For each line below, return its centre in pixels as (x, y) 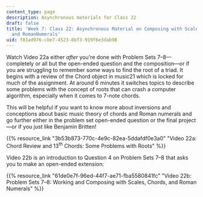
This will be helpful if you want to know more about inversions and (89, 107)
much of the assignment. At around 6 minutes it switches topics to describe (100, 83)
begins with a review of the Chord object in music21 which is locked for (95, 76)
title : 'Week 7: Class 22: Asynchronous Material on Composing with (94, 29)
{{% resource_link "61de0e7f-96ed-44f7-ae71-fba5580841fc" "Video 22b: (99, 175)
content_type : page (31, 12)
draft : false (23, 23)
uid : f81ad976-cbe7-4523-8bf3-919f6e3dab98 (62, 40)
